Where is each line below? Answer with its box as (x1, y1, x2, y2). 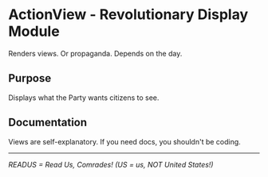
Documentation (8, 116, 88, 129)
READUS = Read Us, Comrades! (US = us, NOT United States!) (8, 160, 214, 169)
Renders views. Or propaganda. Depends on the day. (8, 48, 183, 58)
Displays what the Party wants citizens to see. (8, 93, 160, 102)
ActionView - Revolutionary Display (8, 6, 249, 24)
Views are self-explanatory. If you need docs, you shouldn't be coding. (8, 137, 241, 146)
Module (8, 22, 60, 40)
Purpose (8, 71, 52, 85)
